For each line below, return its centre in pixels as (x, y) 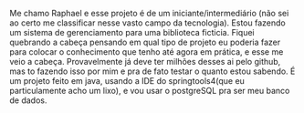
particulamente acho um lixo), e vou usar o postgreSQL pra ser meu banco (150, 91)
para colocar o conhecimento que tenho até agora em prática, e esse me (147, 52)
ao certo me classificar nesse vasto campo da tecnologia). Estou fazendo (147, 23)
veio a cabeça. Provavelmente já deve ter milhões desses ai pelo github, (145, 62)
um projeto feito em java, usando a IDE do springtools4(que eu (127, 81)
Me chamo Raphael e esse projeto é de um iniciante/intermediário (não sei (149, 13)
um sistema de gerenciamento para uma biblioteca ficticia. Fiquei (132, 32)
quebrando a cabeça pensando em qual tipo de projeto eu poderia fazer (145, 42)
